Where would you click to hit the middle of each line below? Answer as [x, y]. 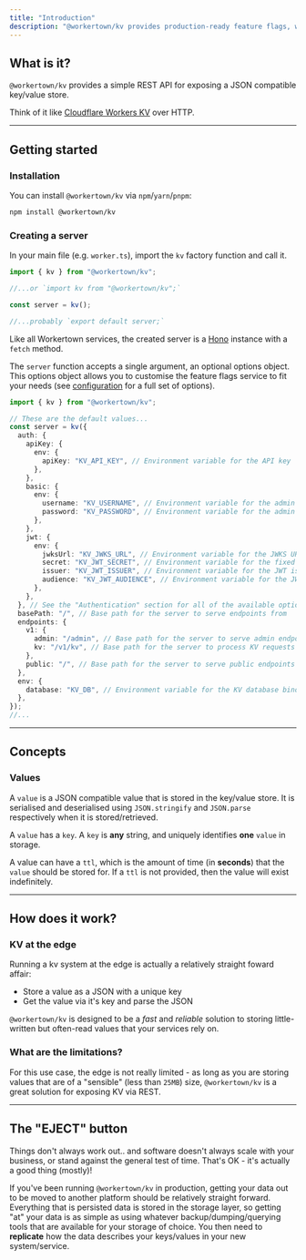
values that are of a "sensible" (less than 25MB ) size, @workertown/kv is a [143, 1081]
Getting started [54, 150]
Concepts [38, 752]
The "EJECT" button [69, 1129]
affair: [20, 974]
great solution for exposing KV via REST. [85, 1091]
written [23, 1029]
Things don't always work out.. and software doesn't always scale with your [152, 1151]
